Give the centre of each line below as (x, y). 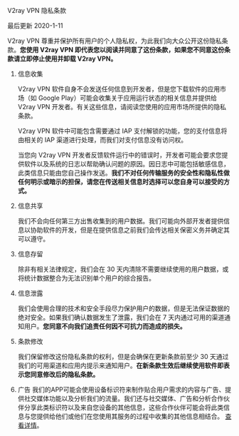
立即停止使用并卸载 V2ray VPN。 (68, 59)
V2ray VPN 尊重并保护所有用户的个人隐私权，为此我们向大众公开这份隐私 (115, 41)
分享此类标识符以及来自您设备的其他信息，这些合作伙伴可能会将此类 (124, 407)
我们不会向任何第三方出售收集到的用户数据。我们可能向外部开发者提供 (121, 221)
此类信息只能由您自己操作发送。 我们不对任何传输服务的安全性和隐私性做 (123, 173)
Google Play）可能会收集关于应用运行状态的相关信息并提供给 (127, 98)
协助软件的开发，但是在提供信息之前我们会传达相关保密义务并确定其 (130, 230)
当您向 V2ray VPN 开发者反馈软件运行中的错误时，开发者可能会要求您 (119, 155)
